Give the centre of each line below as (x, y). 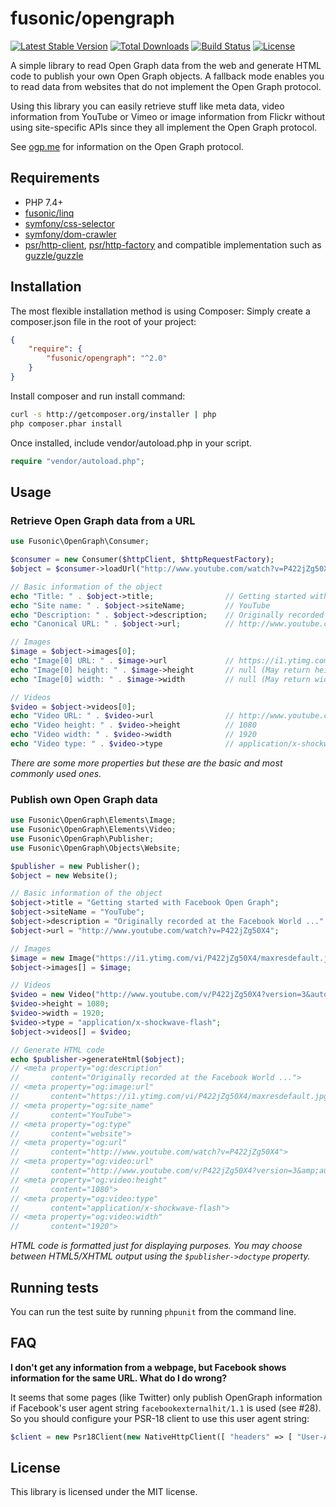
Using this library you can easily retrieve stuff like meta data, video (147, 106)
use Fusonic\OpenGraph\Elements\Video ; (93, 830)
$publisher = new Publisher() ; (75, 866)
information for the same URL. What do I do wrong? (119, 1378)
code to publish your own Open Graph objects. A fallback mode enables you (167, 76)
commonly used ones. (56, 773)
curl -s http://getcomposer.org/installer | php (113, 414)
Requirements (55, 178)
